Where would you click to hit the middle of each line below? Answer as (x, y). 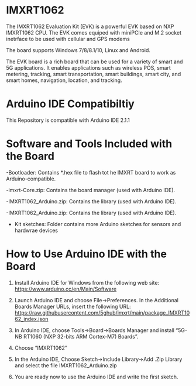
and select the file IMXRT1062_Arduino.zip (66, 365)
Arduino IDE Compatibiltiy (70, 104)
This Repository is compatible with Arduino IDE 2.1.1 (68, 120)
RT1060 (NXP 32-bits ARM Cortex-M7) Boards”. (81, 336)
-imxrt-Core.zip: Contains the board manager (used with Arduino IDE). (91, 190)
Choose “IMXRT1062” (41, 348)
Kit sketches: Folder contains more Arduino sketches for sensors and (98, 224)
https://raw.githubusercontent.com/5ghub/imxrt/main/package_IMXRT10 (102, 312)
